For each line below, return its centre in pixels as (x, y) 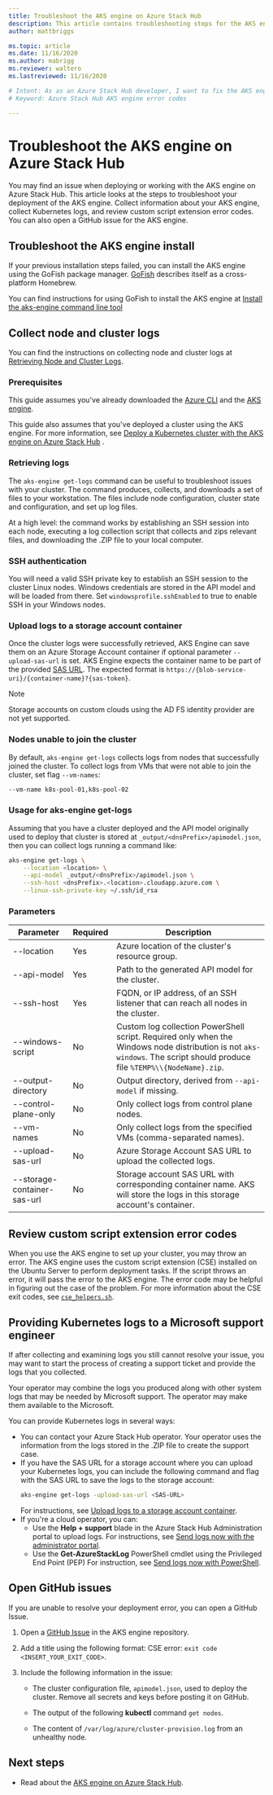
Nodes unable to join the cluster (73, 740)
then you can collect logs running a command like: (93, 845)
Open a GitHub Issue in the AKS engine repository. (104, 1632)
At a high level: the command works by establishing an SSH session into (129, 522)
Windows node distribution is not (179, 1047)
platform (22, 283)
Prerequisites (35, 382)
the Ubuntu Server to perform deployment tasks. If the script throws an (127, 1271)
